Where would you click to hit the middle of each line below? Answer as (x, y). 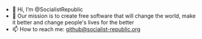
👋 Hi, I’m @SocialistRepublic (48, 9)
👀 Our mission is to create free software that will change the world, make (104, 16)
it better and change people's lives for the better (73, 22)
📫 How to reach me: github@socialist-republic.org (76, 29)
